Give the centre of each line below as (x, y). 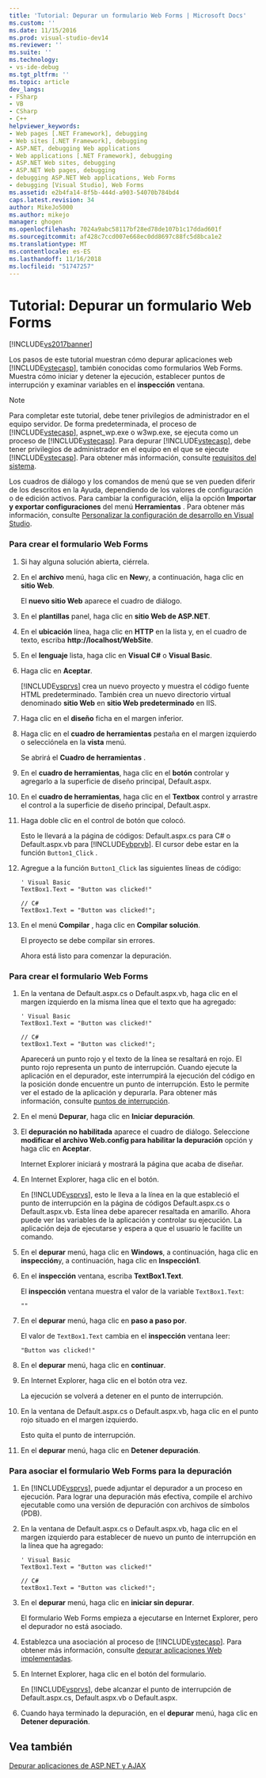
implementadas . (47, 1659)
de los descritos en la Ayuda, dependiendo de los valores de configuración (131, 490)
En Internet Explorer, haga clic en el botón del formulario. (113, 1674)
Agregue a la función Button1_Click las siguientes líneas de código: (131, 868)
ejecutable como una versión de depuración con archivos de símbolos (135, 1505)
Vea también (41, 1747)
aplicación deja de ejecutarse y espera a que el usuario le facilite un (131, 1228)
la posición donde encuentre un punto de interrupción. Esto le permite (135, 1084)
